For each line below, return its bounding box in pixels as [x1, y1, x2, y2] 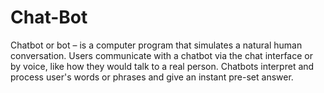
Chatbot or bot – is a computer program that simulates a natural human [10, 39, 303, 51]
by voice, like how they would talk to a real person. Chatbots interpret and [10, 60, 315, 72]
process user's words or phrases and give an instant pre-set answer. [10, 71, 294, 83]
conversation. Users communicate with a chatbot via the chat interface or [10, 49, 313, 61]
